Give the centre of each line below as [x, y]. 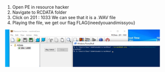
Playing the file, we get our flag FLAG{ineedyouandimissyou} [74, 23]
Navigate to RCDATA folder [40, 12]
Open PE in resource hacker [41, 7]
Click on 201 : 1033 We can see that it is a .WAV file [64, 17]
